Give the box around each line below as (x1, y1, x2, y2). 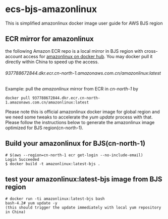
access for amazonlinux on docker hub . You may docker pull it (23, 53, 153, 59)
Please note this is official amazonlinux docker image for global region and (5, 108, 160, 115)
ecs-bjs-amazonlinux (5, 4, 97, 15)
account (5, 53, 23, 59)
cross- (144, 48, 158, 54)
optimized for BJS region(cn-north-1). (5, 125, 84, 131)
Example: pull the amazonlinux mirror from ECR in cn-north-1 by (5, 85, 139, 91)
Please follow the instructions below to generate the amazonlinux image (5, 119, 155, 125)
